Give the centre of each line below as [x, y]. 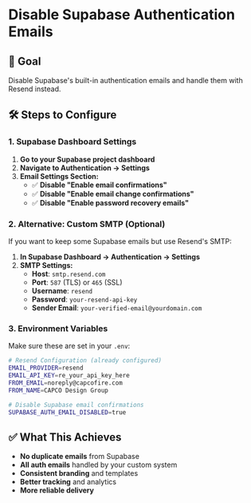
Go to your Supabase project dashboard [87, 159]
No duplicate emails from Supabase [79, 457]
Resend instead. [35, 89]
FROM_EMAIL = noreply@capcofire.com [66, 383]
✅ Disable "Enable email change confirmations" [113, 194]
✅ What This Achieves [65, 437]
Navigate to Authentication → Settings [84, 168]
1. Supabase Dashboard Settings [73, 142]
